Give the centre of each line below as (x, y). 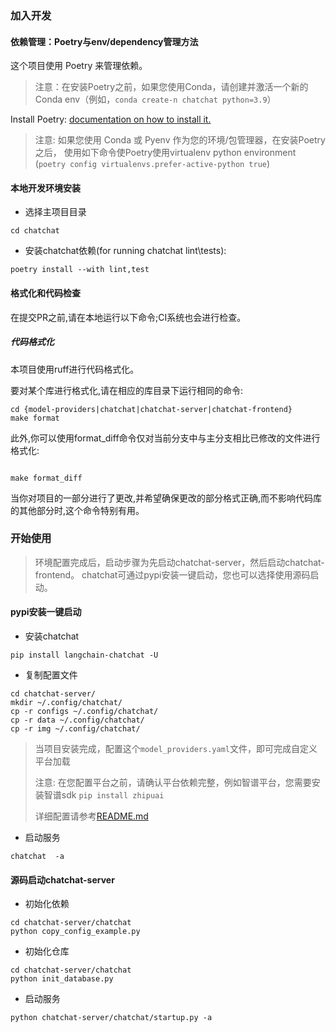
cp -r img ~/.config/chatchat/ (75, 729)
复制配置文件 (51, 675)
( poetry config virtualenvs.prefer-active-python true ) (152, 164)
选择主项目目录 (55, 212)
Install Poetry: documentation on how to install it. (111, 119)
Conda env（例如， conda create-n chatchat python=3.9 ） (155, 99)
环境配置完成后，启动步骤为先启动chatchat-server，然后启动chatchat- (179, 562)
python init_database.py (62, 979)
